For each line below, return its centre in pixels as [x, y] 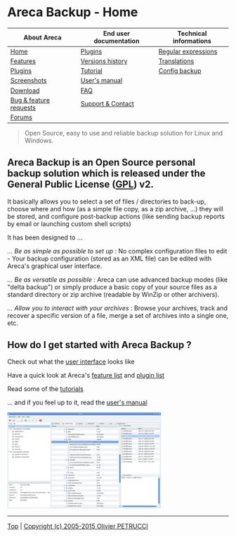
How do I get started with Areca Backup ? [99, 345]
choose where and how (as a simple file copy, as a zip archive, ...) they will [115, 208]
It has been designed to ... [45, 237]
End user [116, 34]
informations [192, 41]
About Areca [42, 37]
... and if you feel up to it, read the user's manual [77, 403]
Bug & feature [30, 100]
